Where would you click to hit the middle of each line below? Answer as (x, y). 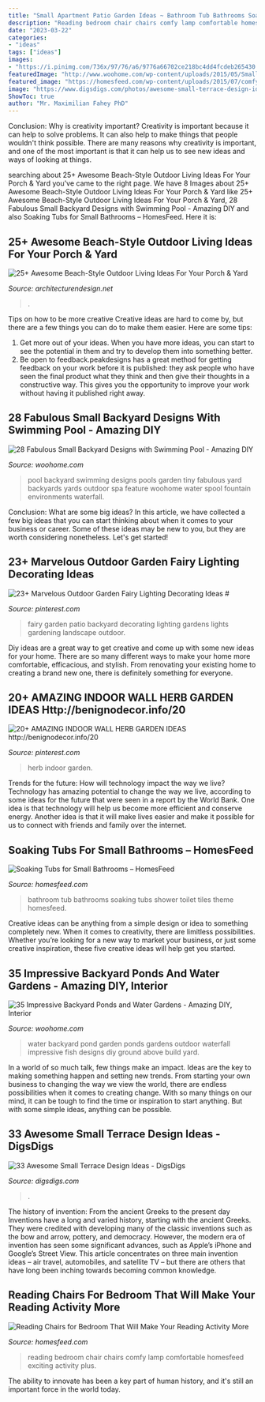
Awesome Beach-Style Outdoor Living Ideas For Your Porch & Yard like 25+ (131, 192)
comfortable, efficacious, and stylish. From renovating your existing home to (132, 664)
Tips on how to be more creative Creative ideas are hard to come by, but (126, 319)
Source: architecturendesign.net (61, 288)
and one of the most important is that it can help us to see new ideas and (127, 152)
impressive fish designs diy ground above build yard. (113, 1052)
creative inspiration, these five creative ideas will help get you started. (122, 949)
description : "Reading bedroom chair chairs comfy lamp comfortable (123, 23)
